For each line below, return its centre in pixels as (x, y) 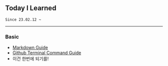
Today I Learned (31, 8)
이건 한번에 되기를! (30, 59)
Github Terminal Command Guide (47, 53)
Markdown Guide (30, 48)
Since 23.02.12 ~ (23, 19)
